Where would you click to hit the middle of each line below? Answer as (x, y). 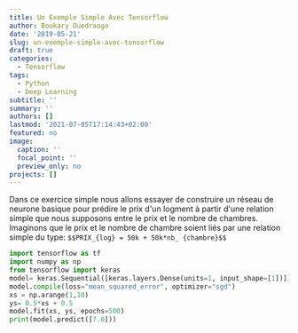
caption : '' (39, 149)
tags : (19, 75)
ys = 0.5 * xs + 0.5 (41, 303)
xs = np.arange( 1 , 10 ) (49, 295)
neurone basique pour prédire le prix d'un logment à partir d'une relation (141, 209)
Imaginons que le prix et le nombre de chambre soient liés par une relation (145, 228)
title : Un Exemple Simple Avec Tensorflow (89, 17)
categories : (31, 59)
